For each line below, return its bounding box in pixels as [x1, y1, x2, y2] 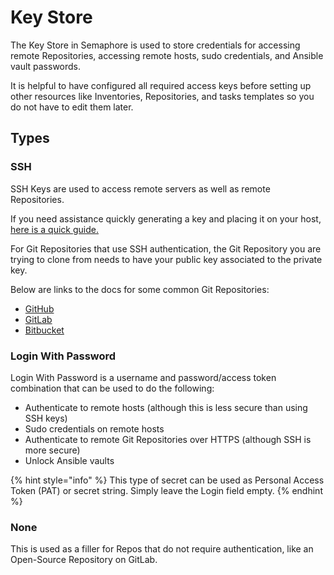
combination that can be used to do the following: [10, 382, 215, 394]
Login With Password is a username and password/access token [10, 371, 277, 383]
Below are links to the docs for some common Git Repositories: [10, 283, 270, 295]
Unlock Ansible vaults [24, 454, 115, 466]
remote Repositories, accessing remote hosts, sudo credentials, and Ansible [10, 49, 324, 61]
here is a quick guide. [10, 223, 99, 235]
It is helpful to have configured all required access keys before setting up [10, 79, 312, 91]
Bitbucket [24, 324, 65, 336]
